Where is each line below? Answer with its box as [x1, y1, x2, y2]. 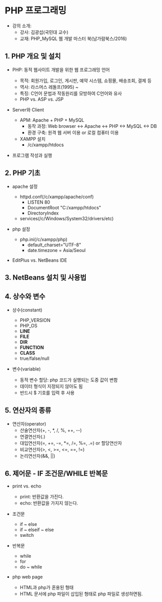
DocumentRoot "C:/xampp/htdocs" [27, 204, 101, 210]
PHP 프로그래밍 [5, 5, 67, 16]
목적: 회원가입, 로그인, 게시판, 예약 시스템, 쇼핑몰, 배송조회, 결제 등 [19, 77, 152, 84]
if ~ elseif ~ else [19, 527, 54, 533]
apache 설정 [12, 183, 38, 189]
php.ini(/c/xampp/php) [19, 236, 67, 242]
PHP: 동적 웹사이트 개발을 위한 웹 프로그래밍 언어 [12, 66, 110, 72]
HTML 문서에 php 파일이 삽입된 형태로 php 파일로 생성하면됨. [19, 591, 143, 597]
